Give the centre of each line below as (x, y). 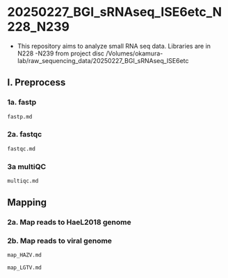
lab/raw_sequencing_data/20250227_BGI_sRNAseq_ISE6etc (103, 60)
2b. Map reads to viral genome (60, 241)
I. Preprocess (36, 83)
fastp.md (20, 116)
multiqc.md (23, 181)
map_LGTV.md (24, 268)
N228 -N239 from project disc (61, 53)
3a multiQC (27, 166)
